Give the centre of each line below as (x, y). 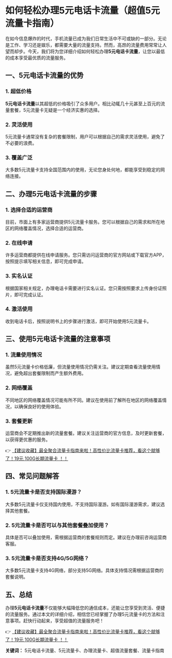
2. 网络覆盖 (19, 388)
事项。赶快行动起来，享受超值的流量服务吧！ (57, 621)
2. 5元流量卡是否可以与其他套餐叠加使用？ (57, 525)
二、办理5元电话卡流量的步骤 (51, 194)
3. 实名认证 (19, 276)
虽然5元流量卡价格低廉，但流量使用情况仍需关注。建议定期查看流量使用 (81, 367)
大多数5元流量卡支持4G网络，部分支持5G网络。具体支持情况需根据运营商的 (84, 570)
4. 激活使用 (19, 309)
